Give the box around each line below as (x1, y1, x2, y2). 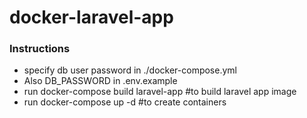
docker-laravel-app (9, 6, 174, 29)
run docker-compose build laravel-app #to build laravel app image (23, 86, 297, 98)
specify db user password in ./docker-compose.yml (23, 64, 237, 76)
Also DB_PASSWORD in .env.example (23, 75, 178, 87)
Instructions (9, 42, 71, 56)
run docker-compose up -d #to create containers (23, 96, 227, 108)
